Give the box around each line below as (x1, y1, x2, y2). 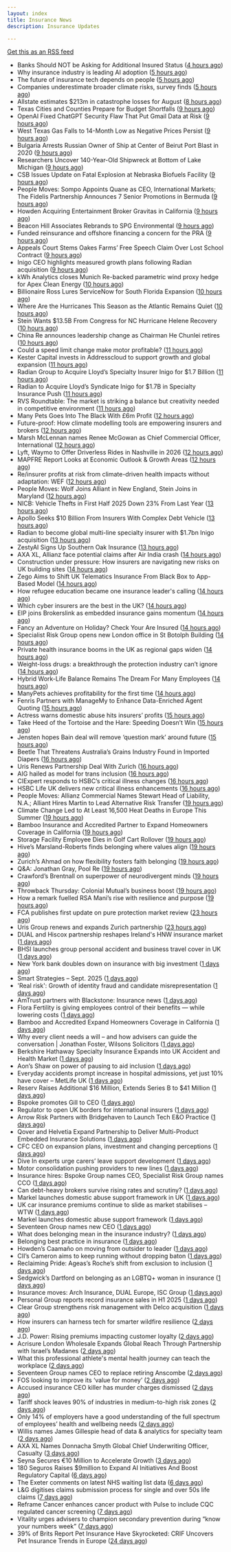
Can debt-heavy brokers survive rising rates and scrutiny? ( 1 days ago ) (16, 1186, 219, 1194)
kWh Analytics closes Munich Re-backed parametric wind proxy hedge (16, 273, 219, 281)
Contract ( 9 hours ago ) (16, 251, 82, 259)
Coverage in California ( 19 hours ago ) (16, 828, 124, 836)
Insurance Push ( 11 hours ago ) (16, 390, 103, 398)
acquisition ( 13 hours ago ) (16, 536, 91, 544)
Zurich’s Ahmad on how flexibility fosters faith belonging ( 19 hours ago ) (16, 857, 219, 866)
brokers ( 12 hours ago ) (16, 426, 82, 435)
